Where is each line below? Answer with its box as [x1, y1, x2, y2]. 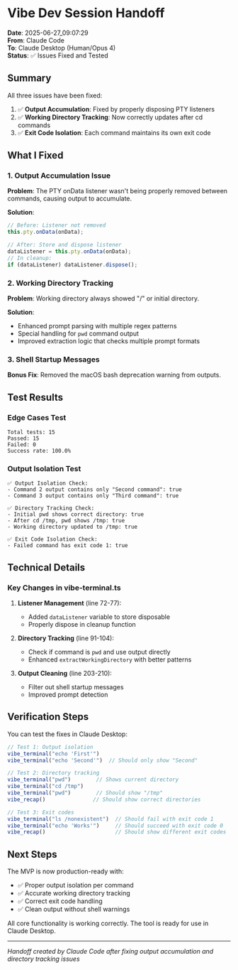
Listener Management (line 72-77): [17, 598, 122, 607]
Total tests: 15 [7, 429, 55, 436]
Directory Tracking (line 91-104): [17, 634, 115, 642]
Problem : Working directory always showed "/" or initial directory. [7, 293, 200, 303]
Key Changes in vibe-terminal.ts [7, 583, 122, 593]
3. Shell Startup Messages [7, 354, 101, 364]
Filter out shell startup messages [28, 682, 124, 691]
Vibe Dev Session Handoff [7, 5, 165, 21]
